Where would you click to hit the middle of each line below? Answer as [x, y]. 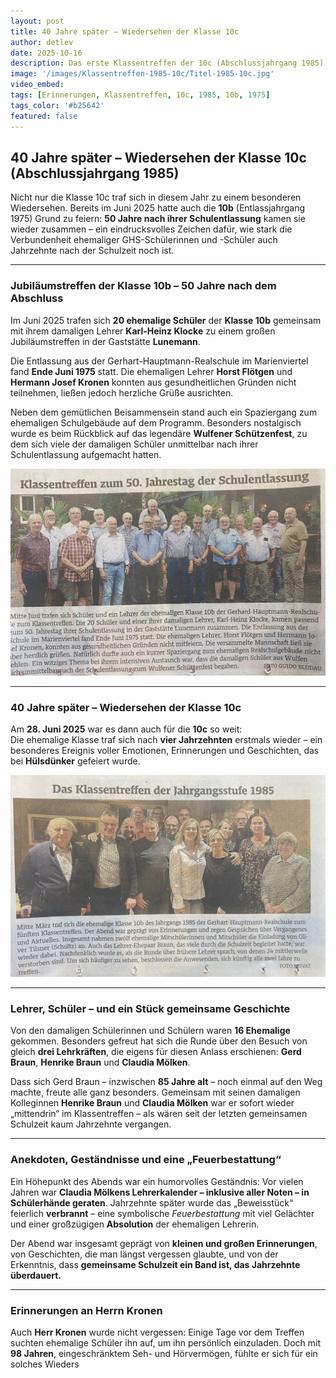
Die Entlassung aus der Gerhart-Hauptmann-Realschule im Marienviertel [159, 361]
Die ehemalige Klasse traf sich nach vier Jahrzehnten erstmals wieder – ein [166, 740]
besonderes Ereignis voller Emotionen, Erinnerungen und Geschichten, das [165, 751]
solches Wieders [45, 1364]
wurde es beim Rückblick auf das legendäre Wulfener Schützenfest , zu [159, 433]
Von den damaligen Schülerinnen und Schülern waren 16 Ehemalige [150, 1031]
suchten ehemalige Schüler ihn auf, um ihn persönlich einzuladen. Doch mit [166, 1342]
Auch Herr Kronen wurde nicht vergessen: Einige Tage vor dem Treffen [157, 1332]
